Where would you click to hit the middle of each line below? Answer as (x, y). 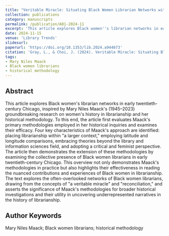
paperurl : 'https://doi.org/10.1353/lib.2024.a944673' (64, 47)
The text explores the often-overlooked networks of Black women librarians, (84, 178)
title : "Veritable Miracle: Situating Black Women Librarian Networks (81, 10)
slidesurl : (17, 43)
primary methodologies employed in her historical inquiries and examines (81, 125)
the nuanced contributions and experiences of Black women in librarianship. (84, 173)
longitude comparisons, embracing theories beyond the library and (74, 141)
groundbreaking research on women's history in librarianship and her (77, 114)
